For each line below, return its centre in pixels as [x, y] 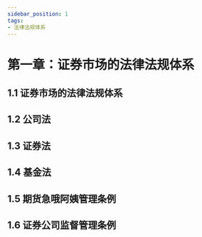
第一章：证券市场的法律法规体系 [101, 64]
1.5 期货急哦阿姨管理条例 [62, 199]
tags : [15, 21]
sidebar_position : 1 [38, 14]
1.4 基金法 [30, 173]
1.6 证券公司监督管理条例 [62, 225]
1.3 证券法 [29, 146]
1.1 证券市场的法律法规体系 [65, 93]
